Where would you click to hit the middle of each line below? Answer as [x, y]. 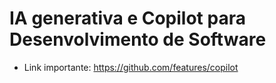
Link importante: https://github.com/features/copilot [131, 67]
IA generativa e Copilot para [127, 18]
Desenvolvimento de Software [138, 39]
